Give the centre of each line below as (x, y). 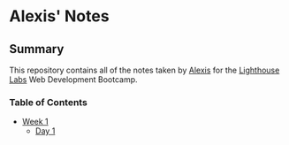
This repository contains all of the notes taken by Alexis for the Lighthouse (144, 70)
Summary (37, 49)
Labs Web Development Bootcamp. (74, 80)
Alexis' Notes (59, 16)
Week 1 (35, 122)
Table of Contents (49, 102)
